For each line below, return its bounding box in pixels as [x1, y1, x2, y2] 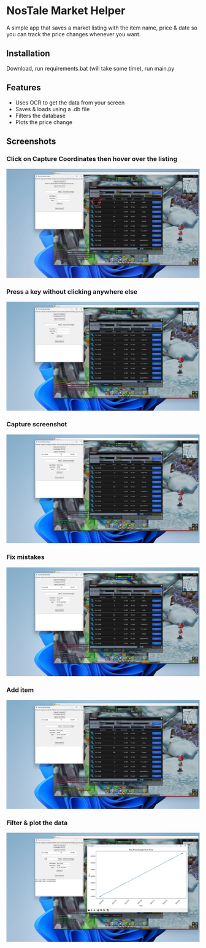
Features [6, 82, 41, 93]
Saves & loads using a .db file [15, 105, 90, 112]
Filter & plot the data [6, 818, 68, 827]
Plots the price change [15, 118, 72, 126]
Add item [6, 686, 34, 694]
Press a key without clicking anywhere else [6, 287, 138, 296]
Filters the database [15, 112, 66, 119]
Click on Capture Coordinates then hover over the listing [6, 154, 178, 163]
